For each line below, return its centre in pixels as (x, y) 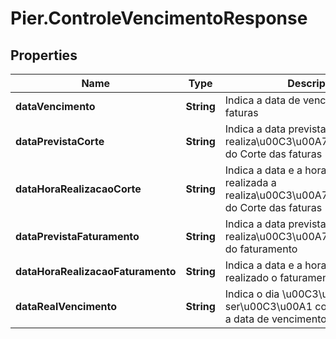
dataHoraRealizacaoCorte (78, 189)
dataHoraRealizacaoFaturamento (96, 271)
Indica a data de (262, 100)
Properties (44, 55)
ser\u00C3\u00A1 (268, 306)
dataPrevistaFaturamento (77, 236)
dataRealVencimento (66, 306)
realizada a (250, 182)
